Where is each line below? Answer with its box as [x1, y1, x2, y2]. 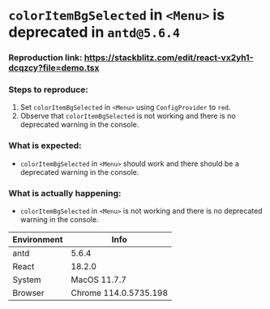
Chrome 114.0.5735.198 [71, 287, 169, 298]
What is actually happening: [8, 187, 122, 198]
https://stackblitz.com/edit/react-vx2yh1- [84, 52, 254, 63]
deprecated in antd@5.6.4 [8, 23, 181, 41]
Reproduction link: [8, 52, 83, 63]
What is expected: [8, 140, 82, 151]
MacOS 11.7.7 [71, 274, 127, 285]
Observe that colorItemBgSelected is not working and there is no [19, 111, 237, 121]
